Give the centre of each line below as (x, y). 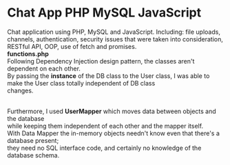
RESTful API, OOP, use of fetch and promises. (72, 46)
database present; (33, 140)
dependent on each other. (44, 68)
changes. (20, 90)
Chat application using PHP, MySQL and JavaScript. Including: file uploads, (114, 32)
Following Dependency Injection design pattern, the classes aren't (101, 61)
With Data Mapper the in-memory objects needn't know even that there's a (114, 133)
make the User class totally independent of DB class (81, 83)
